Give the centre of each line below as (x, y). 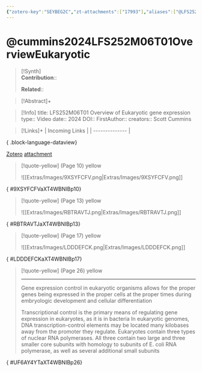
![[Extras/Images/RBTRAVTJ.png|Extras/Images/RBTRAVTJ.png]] (101, 212)
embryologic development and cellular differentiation (86, 300)
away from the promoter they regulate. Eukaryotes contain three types (108, 331)
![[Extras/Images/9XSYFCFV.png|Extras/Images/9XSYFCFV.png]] (102, 177)
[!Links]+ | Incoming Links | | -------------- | (75, 131)
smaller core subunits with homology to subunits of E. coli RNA (99, 344)
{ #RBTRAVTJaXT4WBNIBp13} (44, 224)
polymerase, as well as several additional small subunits (90, 350)
